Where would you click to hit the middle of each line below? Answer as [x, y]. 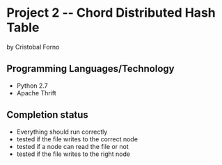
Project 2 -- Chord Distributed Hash [111, 13]
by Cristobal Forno [33, 47]
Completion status [47, 115]
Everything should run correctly [62, 132]
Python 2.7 [32, 86]
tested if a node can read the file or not [73, 146]
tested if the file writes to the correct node [77, 139]
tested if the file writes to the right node [73, 154]
